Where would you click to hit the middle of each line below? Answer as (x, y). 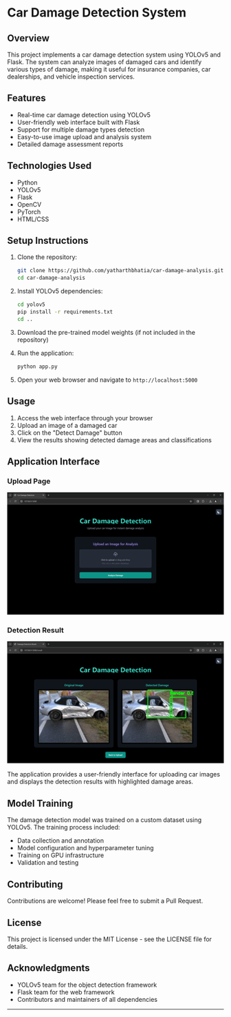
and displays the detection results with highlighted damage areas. (100, 782)
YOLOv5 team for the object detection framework (87, 985)
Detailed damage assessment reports (70, 144)
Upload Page (29, 481)
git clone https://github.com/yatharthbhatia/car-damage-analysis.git (120, 271)
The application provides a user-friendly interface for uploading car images (114, 774)
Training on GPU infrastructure (60, 855)
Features (26, 98)
